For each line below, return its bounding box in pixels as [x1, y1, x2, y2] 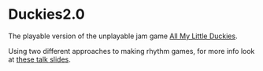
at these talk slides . [8, 55, 71, 64]
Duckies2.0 [8, 5, 85, 23]
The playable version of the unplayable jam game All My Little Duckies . [8, 31, 238, 41]
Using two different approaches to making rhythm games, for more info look [8, 46, 255, 55]
